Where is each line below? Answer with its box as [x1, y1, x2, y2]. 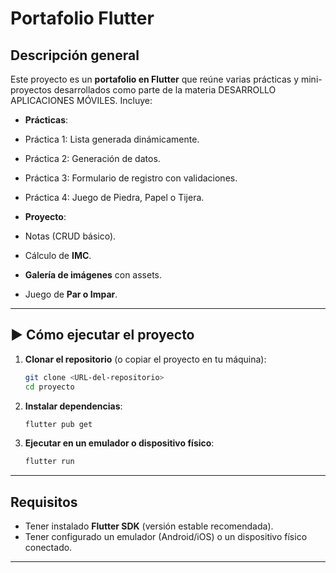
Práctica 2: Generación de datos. [24, 153, 161, 164]
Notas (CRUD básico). [24, 230, 117, 242]
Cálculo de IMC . [24, 250, 92, 261]
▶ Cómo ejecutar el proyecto [10, 327, 195, 344]
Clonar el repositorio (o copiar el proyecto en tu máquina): [24, 353, 267, 365]
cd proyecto [24, 382, 75, 392]
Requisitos [10, 493, 78, 511]
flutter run [24, 457, 75, 467]
